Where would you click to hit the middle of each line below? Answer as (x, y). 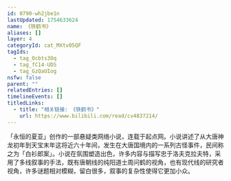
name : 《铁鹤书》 (29, 26)
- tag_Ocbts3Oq (35, 58)
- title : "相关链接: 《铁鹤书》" (56, 109)
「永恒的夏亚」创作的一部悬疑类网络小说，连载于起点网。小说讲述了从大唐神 (115, 136)
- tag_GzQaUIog (35, 71)
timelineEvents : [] (35, 97)
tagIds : (18, 52)
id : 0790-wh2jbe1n (33, 13)
